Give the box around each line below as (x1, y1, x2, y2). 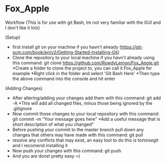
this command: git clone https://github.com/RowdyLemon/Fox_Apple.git (12, 60, 160, 66)
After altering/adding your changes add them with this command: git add (12, 95, 161, 101)
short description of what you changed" (12, 121, 94, 127)
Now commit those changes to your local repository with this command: (12, 110, 160, 117)
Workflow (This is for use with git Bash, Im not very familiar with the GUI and (5, 19, 161, 25)
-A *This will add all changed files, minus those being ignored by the (12, 100, 153, 106)
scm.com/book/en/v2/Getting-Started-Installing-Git (12, 49, 118, 55)
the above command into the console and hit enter (12, 76, 115, 82)
